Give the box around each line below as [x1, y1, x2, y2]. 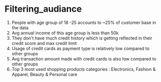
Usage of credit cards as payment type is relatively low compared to [11, 45, 150, 51]
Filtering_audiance [4, 3, 82, 15]
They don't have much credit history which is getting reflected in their [11, 35, 153, 41]
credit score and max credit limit [11, 40, 77, 46]
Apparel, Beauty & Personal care [11, 71, 78, 77]
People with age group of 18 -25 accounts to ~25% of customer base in [11, 20, 156, 25]
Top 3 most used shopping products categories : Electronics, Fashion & [11, 66, 156, 72]
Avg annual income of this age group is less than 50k [11, 30, 119, 36]
